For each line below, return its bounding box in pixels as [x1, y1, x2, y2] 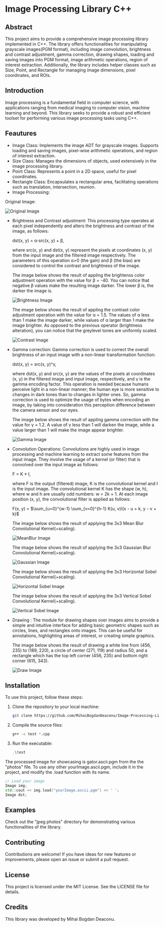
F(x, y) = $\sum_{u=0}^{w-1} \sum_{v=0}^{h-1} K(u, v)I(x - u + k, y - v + [12, 505, 157, 511]
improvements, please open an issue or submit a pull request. [5, 856, 129, 862]
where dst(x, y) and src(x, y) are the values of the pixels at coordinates [12, 371, 155, 377]
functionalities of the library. [5, 824, 62, 830]
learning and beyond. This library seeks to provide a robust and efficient [5, 110, 151, 116]
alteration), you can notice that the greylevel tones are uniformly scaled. [12, 327, 158, 333]
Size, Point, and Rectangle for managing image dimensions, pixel [5, 67, 136, 73]
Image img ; [5, 783, 27, 788]
